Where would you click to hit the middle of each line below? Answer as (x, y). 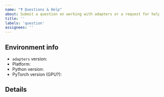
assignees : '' (20, 28)
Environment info (32, 47)
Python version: (28, 69)
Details (16, 89)
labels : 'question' (25, 23)
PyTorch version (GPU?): (37, 74)
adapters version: (30, 59)
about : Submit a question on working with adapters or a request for (77, 14)
